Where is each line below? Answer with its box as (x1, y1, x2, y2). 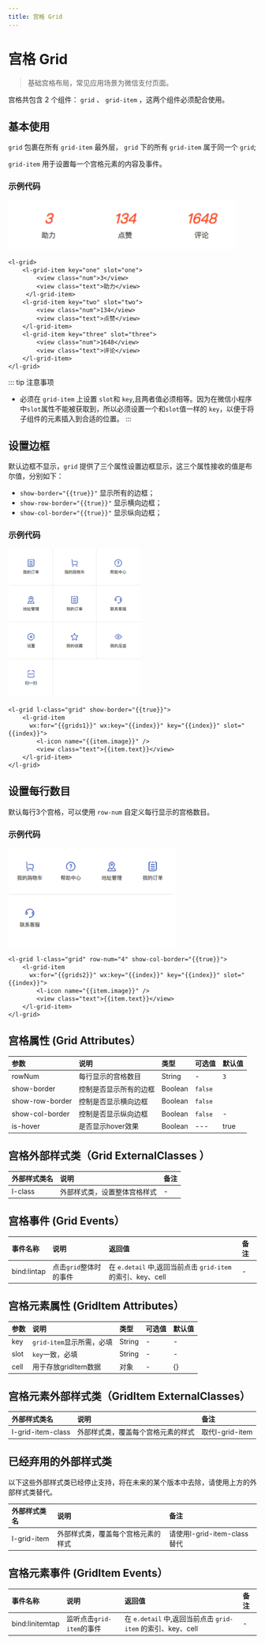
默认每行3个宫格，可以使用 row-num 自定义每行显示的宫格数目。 (8, 807, 215, 816)
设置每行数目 (8, 785, 71, 798)
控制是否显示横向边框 (78, 1096, 148, 1106)
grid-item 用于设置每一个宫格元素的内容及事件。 (8, 159, 167, 169)
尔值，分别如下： (8, 471, 64, 481)
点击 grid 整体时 (52, 1261, 102, 1272)
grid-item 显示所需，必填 (32, 1337, 113, 1347)
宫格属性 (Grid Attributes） (8, 1034, 141, 1047)
